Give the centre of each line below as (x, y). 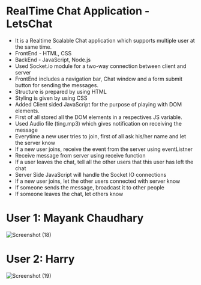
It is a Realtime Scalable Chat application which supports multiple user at (105, 40)
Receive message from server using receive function (80, 155)
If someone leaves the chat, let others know (69, 194)
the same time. (33, 47)
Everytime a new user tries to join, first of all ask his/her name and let (100, 136)
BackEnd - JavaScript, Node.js (53, 60)
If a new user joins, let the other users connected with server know (97, 181)
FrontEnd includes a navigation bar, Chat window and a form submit (99, 79)
